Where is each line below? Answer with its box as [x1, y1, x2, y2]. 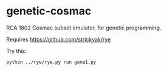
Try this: [6, 47, 27, 55]
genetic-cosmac [6, 4, 92, 18]
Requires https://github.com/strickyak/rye [6, 35, 111, 43]
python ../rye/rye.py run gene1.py [6, 59, 97, 65]
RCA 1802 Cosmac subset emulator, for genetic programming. [6, 24, 162, 31]
